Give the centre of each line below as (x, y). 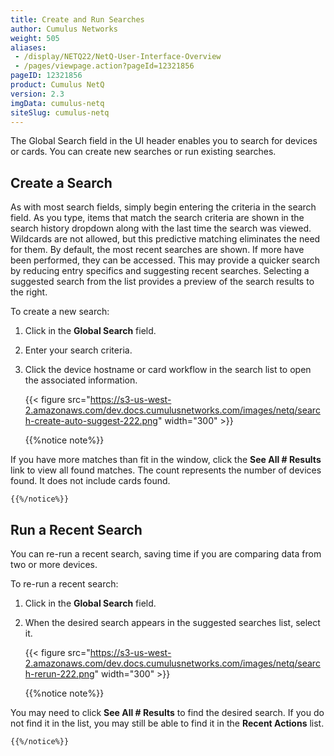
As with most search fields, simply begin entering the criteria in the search (163, 207)
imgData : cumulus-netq (57, 103)
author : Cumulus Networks (64, 29)
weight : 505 (35, 38)
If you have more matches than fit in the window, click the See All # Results (166, 460)
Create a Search (61, 182)
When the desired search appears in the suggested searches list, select (172, 622)
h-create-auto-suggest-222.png (91, 421)
